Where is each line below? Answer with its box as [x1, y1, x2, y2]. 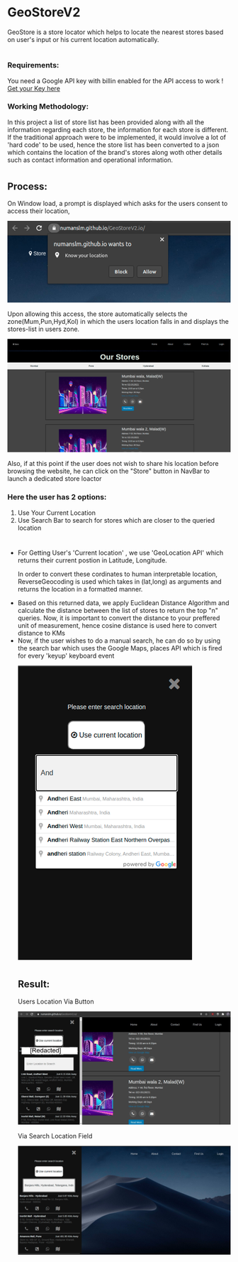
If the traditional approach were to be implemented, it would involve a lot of [7, 133, 227, 141]
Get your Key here [7, 84, 60, 92]
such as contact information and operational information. [7, 156, 174, 164]
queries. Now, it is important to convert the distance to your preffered [17, 614, 220, 622]
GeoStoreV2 [7, 4, 81, 21]
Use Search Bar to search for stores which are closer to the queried [17, 516, 215, 524]
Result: [17, 978, 50, 991]
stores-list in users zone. [7, 325, 80, 333]
